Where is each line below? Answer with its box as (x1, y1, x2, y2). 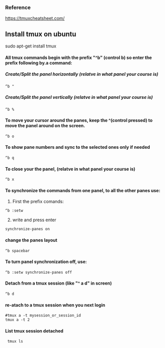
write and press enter (12, 217, 57, 223)
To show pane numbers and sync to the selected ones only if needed (5, 144, 150, 150)
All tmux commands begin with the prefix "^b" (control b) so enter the (5, 54, 152, 60)
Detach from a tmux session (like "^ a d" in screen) (5, 280, 112, 286)
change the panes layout (5, 237, 58, 243)
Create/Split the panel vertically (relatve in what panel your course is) (5, 94, 153, 100)
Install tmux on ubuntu (5, 29, 77, 38)
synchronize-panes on (5, 227, 50, 232)
